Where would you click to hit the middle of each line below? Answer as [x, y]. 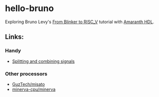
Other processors [26, 74]
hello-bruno [30, 8]
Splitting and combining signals [43, 61]
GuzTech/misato [28, 84]
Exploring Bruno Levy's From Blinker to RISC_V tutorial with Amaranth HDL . [79, 22]
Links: [15, 37]
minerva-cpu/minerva [34, 89]
